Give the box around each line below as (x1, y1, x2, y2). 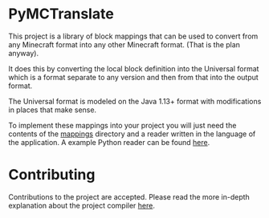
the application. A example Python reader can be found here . (8, 137, 210, 147)
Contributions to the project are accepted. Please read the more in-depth (8, 192, 251, 201)
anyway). (8, 48, 39, 58)
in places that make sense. (8, 105, 97, 115)
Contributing (8, 166, 96, 184)
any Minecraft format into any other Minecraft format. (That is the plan (8, 39, 241, 49)
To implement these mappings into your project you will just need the (8, 120, 237, 130)
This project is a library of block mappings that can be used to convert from (8, 31, 259, 41)
